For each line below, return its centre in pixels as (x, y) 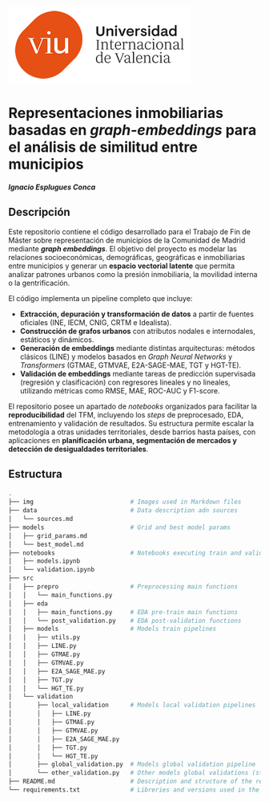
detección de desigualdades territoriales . (78, 449)
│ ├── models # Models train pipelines (112, 629)
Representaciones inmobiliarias (116, 113)
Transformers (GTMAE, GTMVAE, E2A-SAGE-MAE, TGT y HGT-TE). (130, 365)
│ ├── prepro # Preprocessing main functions (123, 587)
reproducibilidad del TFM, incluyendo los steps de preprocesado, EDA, (126, 414)
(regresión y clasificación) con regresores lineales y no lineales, (125, 382)
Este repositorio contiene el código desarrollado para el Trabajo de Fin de (129, 231)
